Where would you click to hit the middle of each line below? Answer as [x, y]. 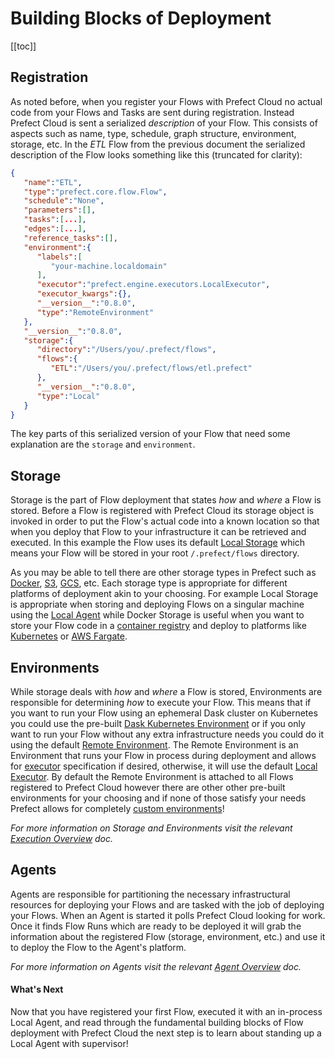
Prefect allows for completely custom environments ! [117, 808]
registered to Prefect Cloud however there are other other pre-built [148, 787]
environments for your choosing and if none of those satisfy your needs [158, 798]
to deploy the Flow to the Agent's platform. [98, 947]
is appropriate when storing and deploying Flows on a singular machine [157, 604]
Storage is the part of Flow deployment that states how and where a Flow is [166, 500]
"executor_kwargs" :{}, [84, 294]
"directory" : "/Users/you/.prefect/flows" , [126, 350]
